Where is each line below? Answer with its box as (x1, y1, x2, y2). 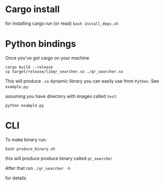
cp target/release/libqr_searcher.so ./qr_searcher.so (5, 69, 124, 74)
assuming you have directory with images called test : (5, 93, 117, 99)
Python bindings (5, 38, 76, 50)
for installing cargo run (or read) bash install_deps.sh (5, 20, 119, 26)
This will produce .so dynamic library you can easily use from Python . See (5, 78, 159, 84)
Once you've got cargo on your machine (5, 55, 90, 61)
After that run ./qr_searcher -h (5, 165, 71, 171)
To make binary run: (5, 136, 47, 142)
